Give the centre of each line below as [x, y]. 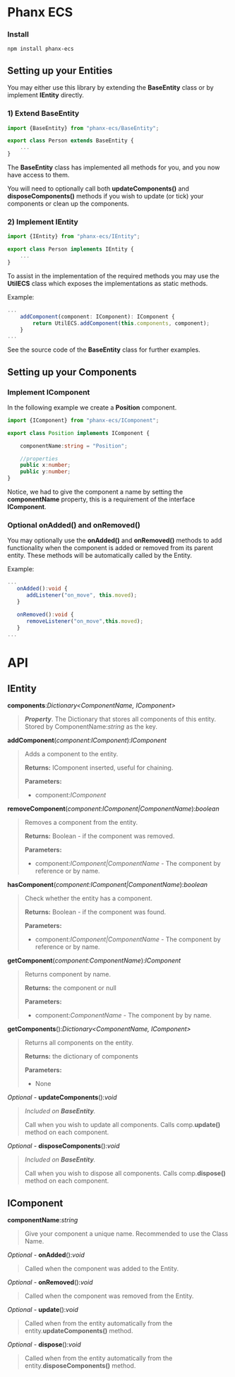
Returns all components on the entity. [79, 1043]
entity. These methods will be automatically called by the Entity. [100, 556]
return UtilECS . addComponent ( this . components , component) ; [121, 323]
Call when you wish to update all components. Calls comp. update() [122, 1125]
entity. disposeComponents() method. [80, 1366]
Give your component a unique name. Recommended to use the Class [126, 1234]
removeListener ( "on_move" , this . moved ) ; [84, 621]
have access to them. [38, 175]
